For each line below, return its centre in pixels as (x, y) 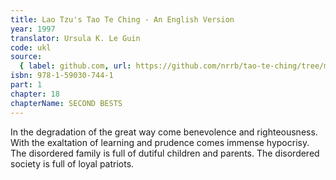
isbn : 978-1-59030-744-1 (62, 76)
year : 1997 (33, 29)
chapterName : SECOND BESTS (66, 103)
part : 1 (26, 85)
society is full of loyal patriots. (72, 163)
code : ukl (31, 47)
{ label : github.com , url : (75, 66)
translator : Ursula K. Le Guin (75, 38)
